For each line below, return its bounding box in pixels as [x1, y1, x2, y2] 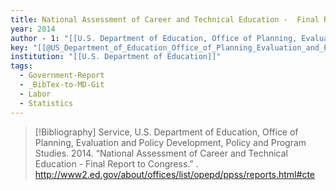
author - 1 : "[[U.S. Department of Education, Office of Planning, [10, 33, 298, 43]
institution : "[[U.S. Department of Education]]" [10, 52, 222, 62]
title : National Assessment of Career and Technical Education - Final [10, 14, 320, 25]
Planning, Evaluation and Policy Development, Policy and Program [34, 136, 307, 148]
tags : [10, 61, 33, 71]
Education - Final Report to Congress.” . [34, 157, 199, 170]
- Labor [19, 89, 52, 99]
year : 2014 [10, 24, 56, 34]
